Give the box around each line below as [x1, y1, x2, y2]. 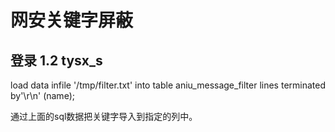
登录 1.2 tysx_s [10, 52, 103, 69]
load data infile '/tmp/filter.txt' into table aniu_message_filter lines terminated [10, 79, 326, 91]
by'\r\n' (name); [10, 90, 75, 101]
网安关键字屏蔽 [10, 9, 134, 32]
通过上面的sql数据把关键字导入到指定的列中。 [10, 111, 198, 122]
